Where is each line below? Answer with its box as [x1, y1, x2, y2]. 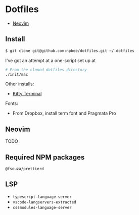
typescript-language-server [12, 194, 72, 199]
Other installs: [5, 81, 34, 87]
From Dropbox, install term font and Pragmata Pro [12, 110, 116, 117]
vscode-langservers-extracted [12, 199, 77, 205]
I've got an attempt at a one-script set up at [5, 57, 96, 64]
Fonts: [5, 100, 19, 106]
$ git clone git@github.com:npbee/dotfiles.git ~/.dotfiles [5, 48, 135, 53]
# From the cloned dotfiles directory [5, 67, 87, 72]
